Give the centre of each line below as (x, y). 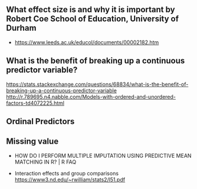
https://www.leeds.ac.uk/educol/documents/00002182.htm (87, 42)
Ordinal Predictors (40, 122)
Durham (21, 28)
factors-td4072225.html (35, 103)
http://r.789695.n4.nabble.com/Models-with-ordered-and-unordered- (91, 97)
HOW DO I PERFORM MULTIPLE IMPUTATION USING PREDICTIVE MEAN (103, 155)
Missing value (32, 142)
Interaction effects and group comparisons (67, 173)
